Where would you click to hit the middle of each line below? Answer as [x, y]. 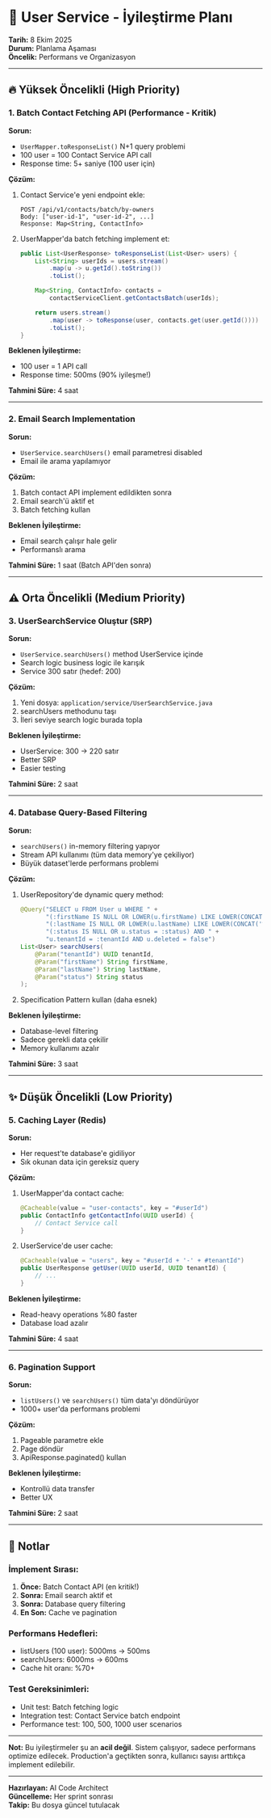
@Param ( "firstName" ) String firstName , [102, 962]
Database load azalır [54, 1322]
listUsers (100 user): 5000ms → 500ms [85, 1651]
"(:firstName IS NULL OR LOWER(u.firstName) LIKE [131, 917]
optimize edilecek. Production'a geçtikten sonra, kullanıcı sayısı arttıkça [127, 1756]
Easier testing [43, 769]
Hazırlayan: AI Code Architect [58, 1787]
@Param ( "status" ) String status [89, 977]
